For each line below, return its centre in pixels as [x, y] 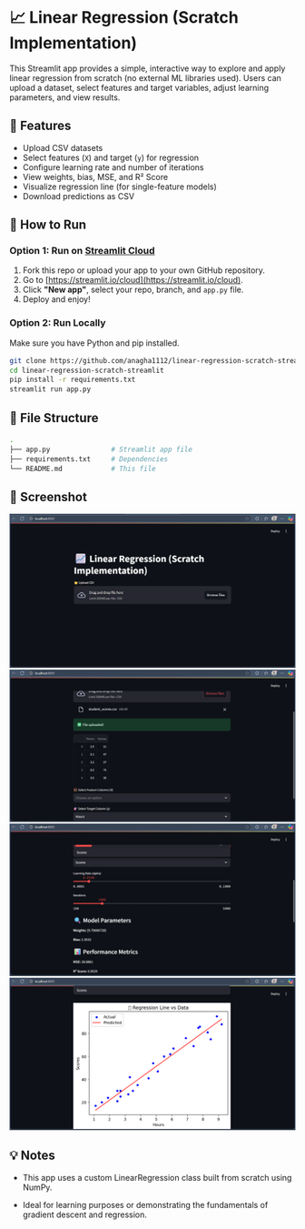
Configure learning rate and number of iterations [113, 167]
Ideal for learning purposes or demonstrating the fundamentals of [145, 1204]
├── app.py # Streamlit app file [101, 449]
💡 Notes [33, 1156]
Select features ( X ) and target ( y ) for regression [111, 157]
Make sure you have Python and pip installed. [94, 343]
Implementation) [74, 43]
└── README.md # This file [83, 468]
